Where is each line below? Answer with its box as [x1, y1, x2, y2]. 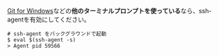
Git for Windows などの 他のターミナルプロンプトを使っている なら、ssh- [7, 7, 212, 15]
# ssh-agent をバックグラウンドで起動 [7, 30, 107, 37]
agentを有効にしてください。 [7, 15, 90, 24]
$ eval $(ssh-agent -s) [7, 37, 76, 44]
